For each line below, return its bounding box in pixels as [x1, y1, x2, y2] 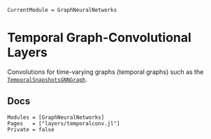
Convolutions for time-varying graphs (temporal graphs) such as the [7, 67, 204, 76]
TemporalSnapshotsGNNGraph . [7, 75, 88, 83]
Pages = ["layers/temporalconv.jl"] [7, 119, 120, 127]
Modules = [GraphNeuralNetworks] [7, 114, 105, 121]
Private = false [7, 126, 54, 133]
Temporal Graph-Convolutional [7, 30, 192, 45]
